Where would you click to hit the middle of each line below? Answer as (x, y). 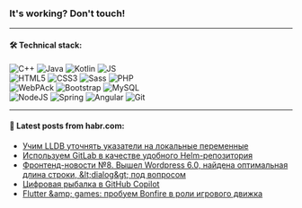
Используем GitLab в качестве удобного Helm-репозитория (138, 155)
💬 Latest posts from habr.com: (67, 126)
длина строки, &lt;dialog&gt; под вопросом (104, 174)
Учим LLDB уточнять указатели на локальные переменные (135, 145)
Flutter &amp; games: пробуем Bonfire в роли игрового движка (142, 193)
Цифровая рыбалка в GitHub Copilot (91, 184)
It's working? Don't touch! (67, 13)
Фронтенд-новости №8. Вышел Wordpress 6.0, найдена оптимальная (155, 165)
